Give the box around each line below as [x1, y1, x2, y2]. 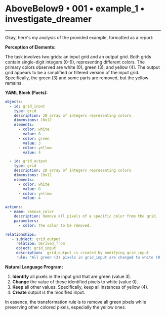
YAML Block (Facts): [5, 90, 48, 96]
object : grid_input [16, 246, 56, 251]
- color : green [18, 136, 50, 141]
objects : [5, 99, 23, 104]
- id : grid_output [9, 159, 48, 164]
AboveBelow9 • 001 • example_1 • [5, 3, 145, 14]
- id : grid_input [9, 104, 45, 109]
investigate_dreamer [5, 13, 92, 25]
